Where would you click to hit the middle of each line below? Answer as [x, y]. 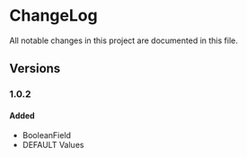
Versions [35, 69]
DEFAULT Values [53, 145]
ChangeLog [53, 16]
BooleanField [47, 135]
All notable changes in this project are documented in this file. [123, 40]
